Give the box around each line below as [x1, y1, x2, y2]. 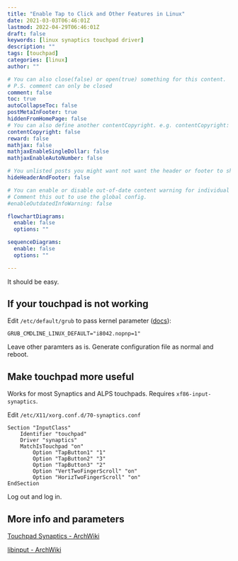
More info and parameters [7, 513, 125, 525]
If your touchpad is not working [7, 298, 149, 310]
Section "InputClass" [7, 424, 72, 432]
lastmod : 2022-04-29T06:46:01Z [7, 23, 100, 30]
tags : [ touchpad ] [7, 50, 59, 57]
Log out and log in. [7, 492, 62, 501]
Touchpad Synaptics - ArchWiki [7, 532, 100, 540]
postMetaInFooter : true [7, 109, 78, 116]
